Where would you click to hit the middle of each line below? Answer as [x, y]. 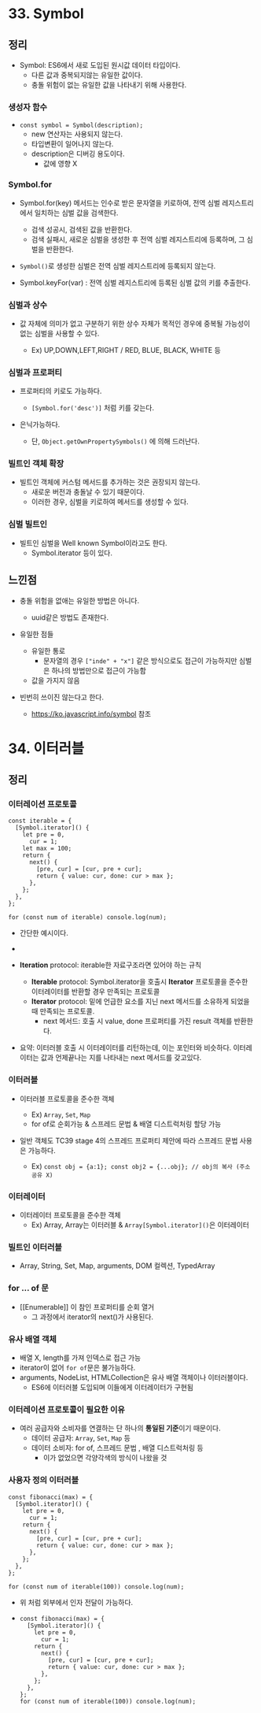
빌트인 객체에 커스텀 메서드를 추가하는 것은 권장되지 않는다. [110, 482]
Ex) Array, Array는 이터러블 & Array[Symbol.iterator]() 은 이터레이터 [140, 1225]
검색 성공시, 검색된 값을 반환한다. [81, 229]
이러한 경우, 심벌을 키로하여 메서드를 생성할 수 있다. [110, 502]
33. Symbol [46, 14]
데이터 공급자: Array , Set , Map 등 [81, 1438]
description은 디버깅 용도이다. [78, 154]
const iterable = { [40, 821]
